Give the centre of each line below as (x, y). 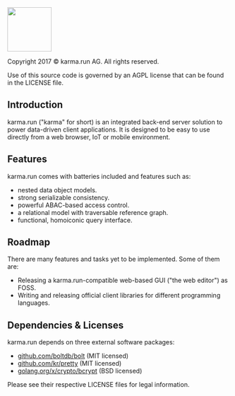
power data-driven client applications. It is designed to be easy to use (109, 129)
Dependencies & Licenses (66, 325)
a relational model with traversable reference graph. (93, 212)
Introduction (35, 105)
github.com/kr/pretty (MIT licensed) (70, 363)
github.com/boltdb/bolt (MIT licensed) (73, 356)
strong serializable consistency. (64, 197)
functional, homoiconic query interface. (75, 220)
